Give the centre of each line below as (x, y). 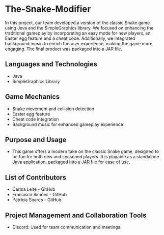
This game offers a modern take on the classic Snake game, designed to (85, 151)
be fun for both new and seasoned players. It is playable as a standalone (86, 157)
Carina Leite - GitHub (34, 189)
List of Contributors (36, 177)
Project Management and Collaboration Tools (76, 215)
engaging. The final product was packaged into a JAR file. (64, 49)
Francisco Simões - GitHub (40, 195)
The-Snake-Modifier (48, 9)
